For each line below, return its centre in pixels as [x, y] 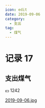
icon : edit [16, 10]
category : [15, 19]
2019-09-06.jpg [21, 100]
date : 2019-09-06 [23, 14]
